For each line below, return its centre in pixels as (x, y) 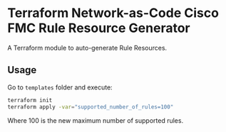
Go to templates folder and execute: (60, 87)
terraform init (30, 100)
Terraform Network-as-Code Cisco (113, 13)
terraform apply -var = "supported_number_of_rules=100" (91, 107)
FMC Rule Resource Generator (99, 28)
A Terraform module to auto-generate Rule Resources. (87, 48)
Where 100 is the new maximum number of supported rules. (96, 120)
